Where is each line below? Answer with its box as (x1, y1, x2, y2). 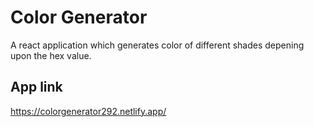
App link (10, 79, 63, 96)
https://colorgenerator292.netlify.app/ (10, 105, 167, 117)
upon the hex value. (10, 49, 92, 61)
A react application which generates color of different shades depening (10, 39, 305, 51)
